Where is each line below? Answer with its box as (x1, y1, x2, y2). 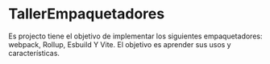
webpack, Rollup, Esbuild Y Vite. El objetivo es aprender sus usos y (8, 39, 231, 49)
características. (8, 48, 60, 58)
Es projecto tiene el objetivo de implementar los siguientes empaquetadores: (8, 31, 263, 41)
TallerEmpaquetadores (8, 5, 165, 23)
